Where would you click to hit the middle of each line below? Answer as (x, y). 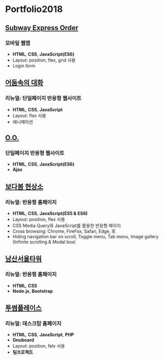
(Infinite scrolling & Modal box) (44, 242)
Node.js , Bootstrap (33, 291)
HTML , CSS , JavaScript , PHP (43, 335)
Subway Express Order (42, 28)
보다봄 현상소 (24, 187)
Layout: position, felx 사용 (39, 346)
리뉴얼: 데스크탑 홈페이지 (33, 323)
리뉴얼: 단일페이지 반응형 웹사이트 (43, 98)
